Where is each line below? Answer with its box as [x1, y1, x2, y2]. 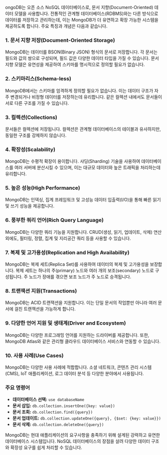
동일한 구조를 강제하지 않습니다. [5, 132, 67, 138]
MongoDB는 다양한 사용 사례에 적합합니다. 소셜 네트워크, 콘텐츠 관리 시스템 [5, 364, 152, 370]
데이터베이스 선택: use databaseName [12, 397, 85, 403]
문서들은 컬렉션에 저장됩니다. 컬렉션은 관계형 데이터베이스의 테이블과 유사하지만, [5, 126, 161, 132]
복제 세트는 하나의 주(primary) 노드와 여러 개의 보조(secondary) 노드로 [15, 268, 154, 274]
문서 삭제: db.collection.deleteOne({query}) [12, 422, 104, 428]
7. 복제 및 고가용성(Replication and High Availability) [5, 249, 130, 256]
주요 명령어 [5, 384, 30, 391]
